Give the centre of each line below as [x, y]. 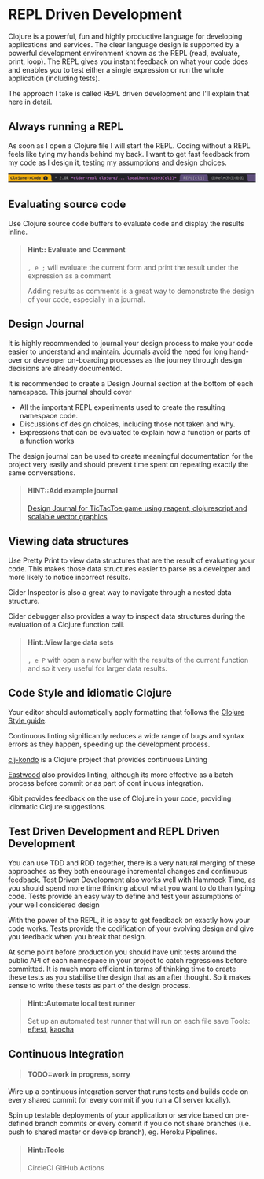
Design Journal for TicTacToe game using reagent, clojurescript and [137, 508]
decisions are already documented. [65, 368]
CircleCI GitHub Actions [66, 1167]
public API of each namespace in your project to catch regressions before [128, 960]
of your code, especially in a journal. [86, 299]
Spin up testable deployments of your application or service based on [121, 1115]
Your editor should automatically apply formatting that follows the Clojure [126, 712]
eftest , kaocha [51, 1029]
